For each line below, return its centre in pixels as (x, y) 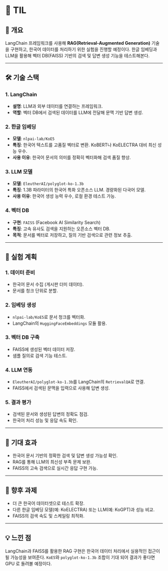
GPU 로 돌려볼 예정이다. (28, 563)
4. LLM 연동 (19, 370)
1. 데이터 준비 (20, 272)
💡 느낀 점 (18, 538)
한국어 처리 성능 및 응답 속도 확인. (45, 420)
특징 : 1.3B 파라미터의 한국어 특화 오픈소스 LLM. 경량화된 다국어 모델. (79, 190)
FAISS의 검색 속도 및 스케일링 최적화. (48, 516)
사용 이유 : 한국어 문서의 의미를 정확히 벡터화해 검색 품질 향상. (71, 157)
